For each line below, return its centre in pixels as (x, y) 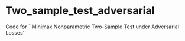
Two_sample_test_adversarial (80, 11)
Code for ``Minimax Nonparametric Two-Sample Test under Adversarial (92, 27)
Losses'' (16, 32)
